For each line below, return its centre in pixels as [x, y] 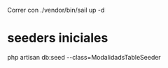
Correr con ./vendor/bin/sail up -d [56, 10]
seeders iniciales [58, 38]
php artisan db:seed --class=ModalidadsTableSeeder [84, 57]
